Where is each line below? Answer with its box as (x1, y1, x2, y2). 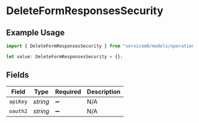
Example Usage (6, 28, 65, 38)
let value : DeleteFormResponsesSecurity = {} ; (6, 54, 123, 59)
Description (86, 87, 121, 95)
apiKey (9, 98, 28, 105)
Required (55, 87, 82, 95)
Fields (6, 70, 30, 80)
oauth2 (9, 108, 28, 114)
